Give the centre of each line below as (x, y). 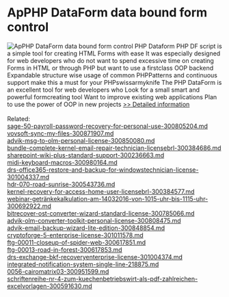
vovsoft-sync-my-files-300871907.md (60, 133)
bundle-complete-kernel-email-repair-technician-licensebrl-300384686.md (114, 148)
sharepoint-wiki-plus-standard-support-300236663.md (86, 155)
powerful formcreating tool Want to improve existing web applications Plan (112, 96)
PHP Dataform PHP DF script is (178, 46)
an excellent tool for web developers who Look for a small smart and (104, 90)
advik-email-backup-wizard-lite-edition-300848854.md (86, 228)
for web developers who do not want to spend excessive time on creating (110, 60)
